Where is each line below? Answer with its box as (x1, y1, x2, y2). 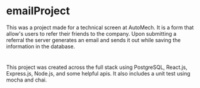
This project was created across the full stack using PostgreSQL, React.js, (6, 64, 187, 71)
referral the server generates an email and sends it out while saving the (6, 36, 181, 43)
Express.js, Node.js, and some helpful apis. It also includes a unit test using (6, 70, 190, 77)
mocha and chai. (6, 76, 47, 84)
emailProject (6, 4, 70, 18)
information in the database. (6, 43, 76, 50)
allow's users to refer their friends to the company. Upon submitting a (6, 30, 177, 37)
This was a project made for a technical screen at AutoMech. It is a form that (6, 24, 194, 31)
